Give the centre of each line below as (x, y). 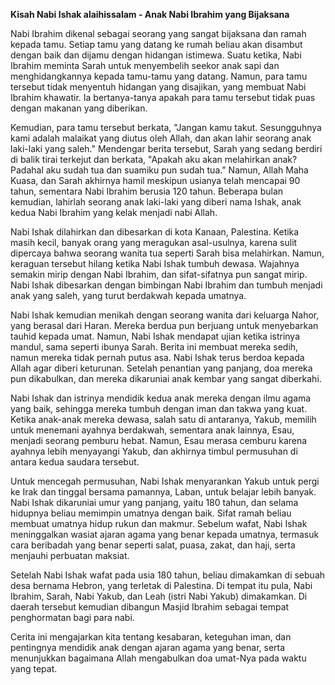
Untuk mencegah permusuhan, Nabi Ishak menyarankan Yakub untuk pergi (165, 481)
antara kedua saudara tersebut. (75, 462)
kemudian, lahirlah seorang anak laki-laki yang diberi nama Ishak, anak (156, 202)
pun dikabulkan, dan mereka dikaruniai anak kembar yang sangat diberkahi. (166, 378)
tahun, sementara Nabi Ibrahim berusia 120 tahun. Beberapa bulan (147, 191)
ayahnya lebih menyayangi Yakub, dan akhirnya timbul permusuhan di (154, 451)
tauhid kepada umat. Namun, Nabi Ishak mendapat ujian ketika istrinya (155, 336)
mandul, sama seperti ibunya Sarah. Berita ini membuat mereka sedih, (154, 347)
